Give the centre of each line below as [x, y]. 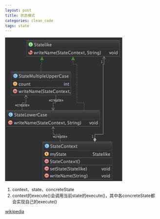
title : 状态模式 [20, 15]
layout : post [18, 10]
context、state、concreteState [43, 190]
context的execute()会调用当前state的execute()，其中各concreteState [81, 196]
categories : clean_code [29, 20]
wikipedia [15, 212]
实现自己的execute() [37, 202]
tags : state [17, 26]
